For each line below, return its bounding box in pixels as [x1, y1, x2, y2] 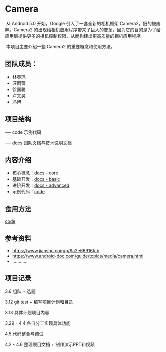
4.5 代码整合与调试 [5, 331, 44, 337]
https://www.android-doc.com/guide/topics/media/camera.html [12, 253, 144, 259]
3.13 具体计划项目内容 [5, 309, 50, 315]
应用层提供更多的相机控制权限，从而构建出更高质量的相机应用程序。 [5, 33, 145, 39]
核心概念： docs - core [12, 170, 59, 176]
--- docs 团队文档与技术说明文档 [5, 140, 72, 146]
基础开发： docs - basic [12, 176, 60, 182]
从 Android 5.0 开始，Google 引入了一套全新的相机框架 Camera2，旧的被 [6, 20, 156, 26]
